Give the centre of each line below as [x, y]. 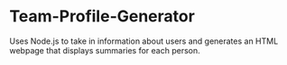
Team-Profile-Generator [102, 16]
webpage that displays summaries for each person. [105, 50]
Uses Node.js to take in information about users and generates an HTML [144, 41]
